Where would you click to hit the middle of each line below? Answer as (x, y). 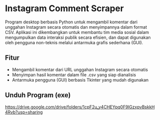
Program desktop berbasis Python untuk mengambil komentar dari (71, 22)
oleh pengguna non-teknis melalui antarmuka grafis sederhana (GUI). (74, 42)
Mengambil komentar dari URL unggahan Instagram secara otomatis (80, 69)
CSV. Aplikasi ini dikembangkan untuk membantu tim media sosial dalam (77, 32)
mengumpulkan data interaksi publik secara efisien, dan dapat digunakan (78, 37)
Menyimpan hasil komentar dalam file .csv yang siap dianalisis (74, 75)
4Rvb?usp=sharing (24, 112)
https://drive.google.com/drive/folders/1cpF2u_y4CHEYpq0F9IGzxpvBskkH (80, 107)
